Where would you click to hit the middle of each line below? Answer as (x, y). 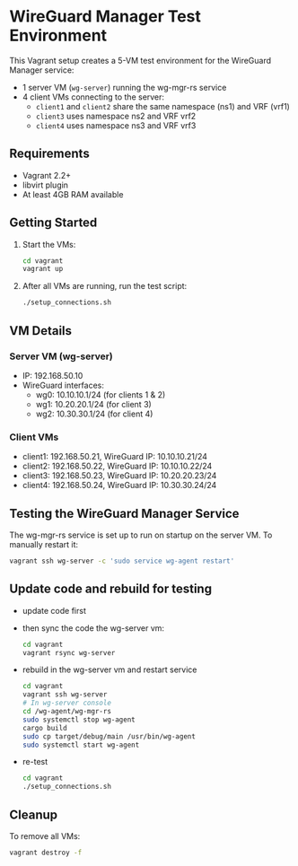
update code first (54, 610)
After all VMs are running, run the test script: (105, 286)
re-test (35, 762)
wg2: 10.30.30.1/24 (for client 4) (94, 414)
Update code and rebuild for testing (111, 589)
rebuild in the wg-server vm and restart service (110, 669)
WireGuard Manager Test (105, 17)
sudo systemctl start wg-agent (81, 745)
